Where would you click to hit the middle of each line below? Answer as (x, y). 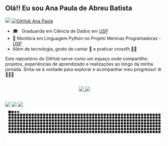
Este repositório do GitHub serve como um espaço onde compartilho (76, 58)
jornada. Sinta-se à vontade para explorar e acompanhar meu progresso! (81, 69)
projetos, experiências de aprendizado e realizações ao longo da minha (79, 64)
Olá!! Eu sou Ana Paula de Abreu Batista (69, 8)
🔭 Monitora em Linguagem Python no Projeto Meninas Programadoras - (87, 38)
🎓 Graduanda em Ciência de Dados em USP (60, 31)
